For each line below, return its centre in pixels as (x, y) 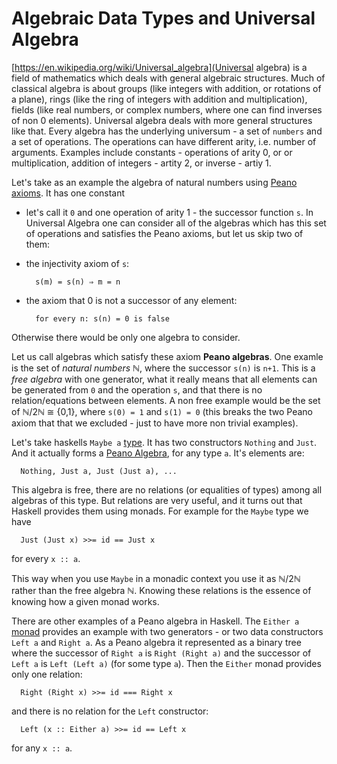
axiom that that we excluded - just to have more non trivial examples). (155, 423)
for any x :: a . (42, 748)
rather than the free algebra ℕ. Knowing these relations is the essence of (161, 590)
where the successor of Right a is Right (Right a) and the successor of (161, 653)
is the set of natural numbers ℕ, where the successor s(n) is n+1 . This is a (163, 368)
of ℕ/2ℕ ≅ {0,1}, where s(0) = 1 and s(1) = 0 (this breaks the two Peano (162, 411)
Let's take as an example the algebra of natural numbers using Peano (154, 182)
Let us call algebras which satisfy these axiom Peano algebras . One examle (167, 356)
